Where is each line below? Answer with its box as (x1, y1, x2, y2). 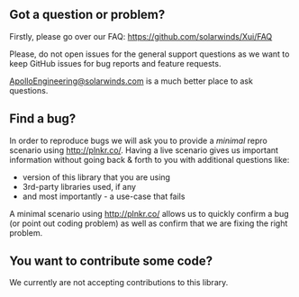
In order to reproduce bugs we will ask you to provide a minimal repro (9, 135, 267, 146)
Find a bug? (9, 112, 77, 127)
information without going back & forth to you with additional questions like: (9, 154, 290, 165)
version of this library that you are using (22, 171, 171, 183)
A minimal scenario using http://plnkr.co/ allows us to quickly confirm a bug (9, 208, 290, 219)
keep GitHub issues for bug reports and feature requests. (9, 58, 222, 68)
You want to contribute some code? (9, 254, 213, 269)
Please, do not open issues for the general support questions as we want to (9, 49, 290, 59)
